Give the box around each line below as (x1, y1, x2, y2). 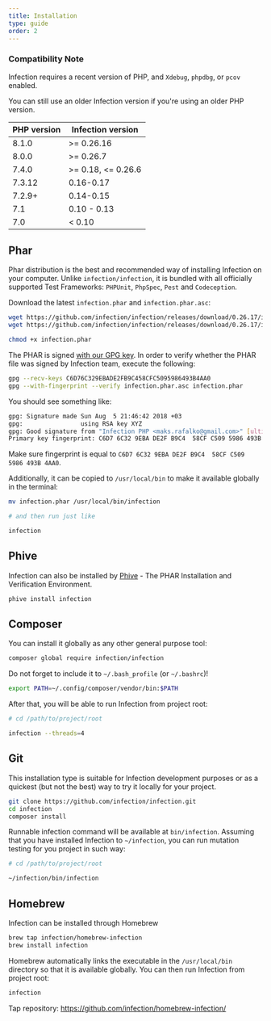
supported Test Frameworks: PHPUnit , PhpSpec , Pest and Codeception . (8, 282, 238, 292)
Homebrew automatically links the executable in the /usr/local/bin (8, 956, 232, 965)
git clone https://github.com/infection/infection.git (8, 797, 197, 805)
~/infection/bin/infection (8, 874, 99, 883)
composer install (8, 813, 67, 821)
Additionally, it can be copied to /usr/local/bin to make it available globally (8, 473, 260, 483)
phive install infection (8, 595, 92, 603)
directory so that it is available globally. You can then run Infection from (8, 964, 245, 974)
